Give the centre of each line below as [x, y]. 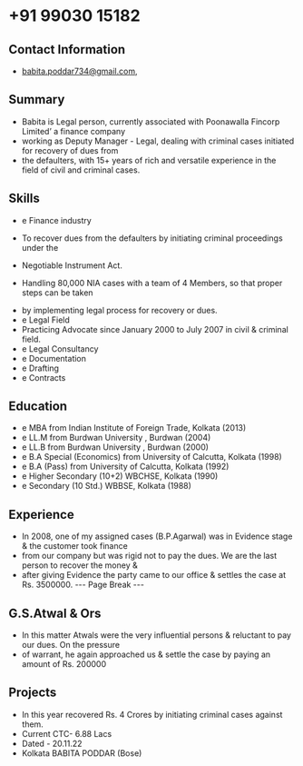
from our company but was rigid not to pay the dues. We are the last [149, 556]
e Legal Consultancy [60, 348]
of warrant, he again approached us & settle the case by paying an [146, 654]
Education [38, 407]
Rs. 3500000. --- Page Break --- [83, 585]
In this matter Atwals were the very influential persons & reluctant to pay [156, 635]
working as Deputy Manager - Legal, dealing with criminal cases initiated [158, 141]
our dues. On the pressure [70, 645]
